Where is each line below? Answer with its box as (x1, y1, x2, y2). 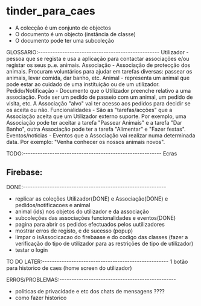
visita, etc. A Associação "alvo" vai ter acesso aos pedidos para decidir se (6, 99, 191, 107)
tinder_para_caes (6, 4, 95, 18)
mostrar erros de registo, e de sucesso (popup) (14, 227, 133, 234)
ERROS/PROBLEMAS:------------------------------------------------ (6, 276, 176, 283)
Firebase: (6, 167, 43, 178)
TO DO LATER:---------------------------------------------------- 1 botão (6, 258, 188, 265)
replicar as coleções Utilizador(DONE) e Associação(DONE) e (14, 195, 168, 202)
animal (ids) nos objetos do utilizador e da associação (14, 208, 149, 215)
